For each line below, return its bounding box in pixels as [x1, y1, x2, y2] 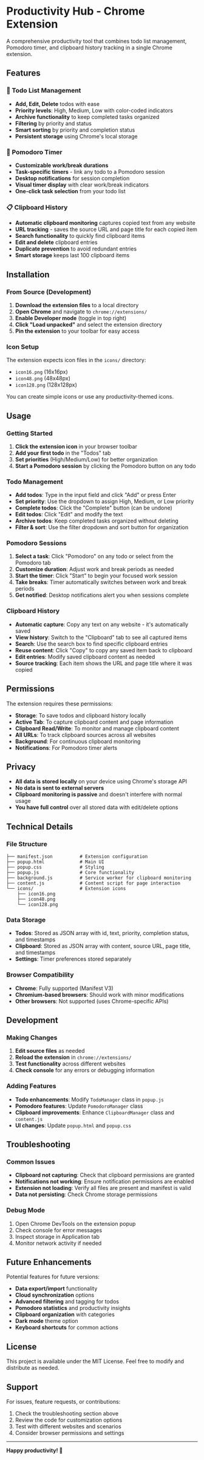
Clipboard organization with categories [15, 1311, 115, 1318]
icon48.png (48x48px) [15, 375, 71, 382]
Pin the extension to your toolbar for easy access [15, 327, 140, 335]
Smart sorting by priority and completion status [15, 126, 135, 134]
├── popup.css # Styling [6, 864, 104, 871]
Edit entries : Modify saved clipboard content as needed [15, 653, 155, 660]
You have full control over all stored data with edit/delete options [15, 803, 178, 811]
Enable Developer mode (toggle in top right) [15, 314, 127, 321]
